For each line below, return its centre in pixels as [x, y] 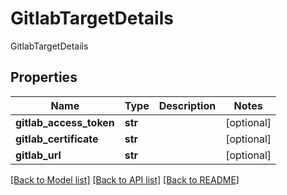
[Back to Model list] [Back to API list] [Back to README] [125, 179]
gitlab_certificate [57, 139]
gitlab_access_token [65, 122]
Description [187, 105]
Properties [44, 77]
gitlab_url [38, 155]
